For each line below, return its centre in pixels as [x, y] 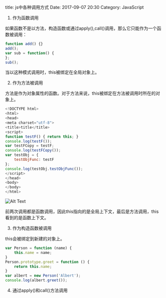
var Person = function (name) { [38, 248]
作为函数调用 [25, 18]
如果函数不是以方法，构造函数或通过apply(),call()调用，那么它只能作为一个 [81, 28]
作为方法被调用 [28, 83]
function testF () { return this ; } [42, 137]
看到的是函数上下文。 [27, 218]
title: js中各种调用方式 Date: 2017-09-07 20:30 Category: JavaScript [75, 7]
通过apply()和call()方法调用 [40, 290]
